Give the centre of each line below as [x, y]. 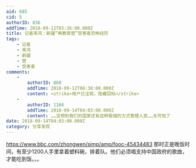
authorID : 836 [23, 22]
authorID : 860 [44, 83]
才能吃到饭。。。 [24, 159]
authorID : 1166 [46, 105]
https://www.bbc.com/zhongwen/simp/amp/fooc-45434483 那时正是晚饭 [95, 144]
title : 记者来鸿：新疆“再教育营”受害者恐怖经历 [57, 34]
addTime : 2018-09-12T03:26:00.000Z [50, 28]
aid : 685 [17, 11]
